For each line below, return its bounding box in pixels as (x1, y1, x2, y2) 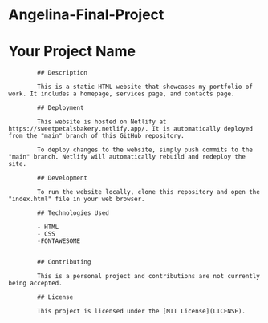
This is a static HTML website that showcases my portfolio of (37, 83, 253, 91)
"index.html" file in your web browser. (8, 195, 146, 204)
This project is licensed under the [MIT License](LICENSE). (37, 307, 246, 316)
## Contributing (37, 258, 91, 266)
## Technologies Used (37, 209, 110, 217)
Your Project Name (8, 42, 136, 61)
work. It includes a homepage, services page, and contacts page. (8, 90, 235, 98)
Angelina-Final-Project (8, 6, 164, 24)
